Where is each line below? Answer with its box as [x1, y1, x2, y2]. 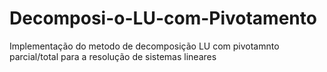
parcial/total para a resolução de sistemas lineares [9, 50, 217, 62]
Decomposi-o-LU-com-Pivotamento [9, 7, 317, 30]
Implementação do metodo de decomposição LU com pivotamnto [9, 40, 280, 52]
